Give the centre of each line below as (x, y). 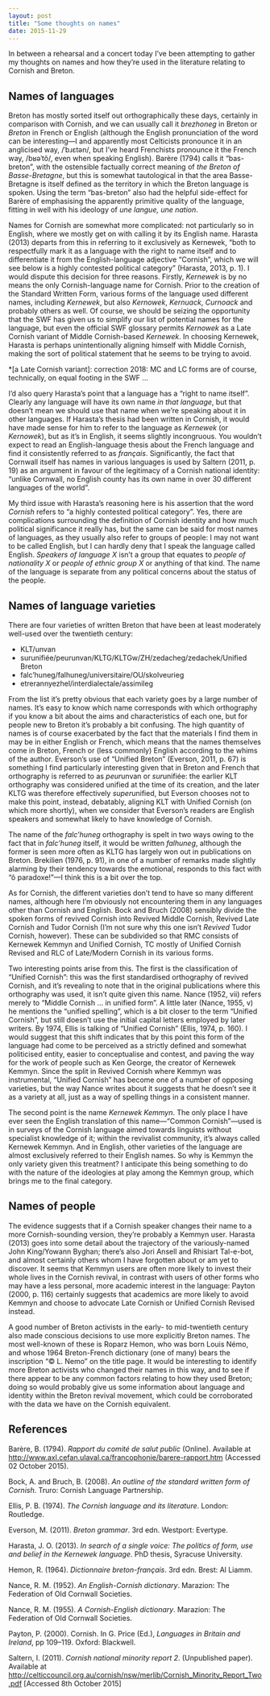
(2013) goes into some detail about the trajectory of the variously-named (129, 1242)
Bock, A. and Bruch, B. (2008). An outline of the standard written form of (129, 1481)
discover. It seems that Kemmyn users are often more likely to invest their (130, 1268)
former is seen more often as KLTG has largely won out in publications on (130, 852)
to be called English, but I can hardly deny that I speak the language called (132, 546)
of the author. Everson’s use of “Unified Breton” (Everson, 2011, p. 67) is (127, 759)
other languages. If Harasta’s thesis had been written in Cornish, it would (129, 419)
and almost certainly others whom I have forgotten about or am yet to (124, 1260)
